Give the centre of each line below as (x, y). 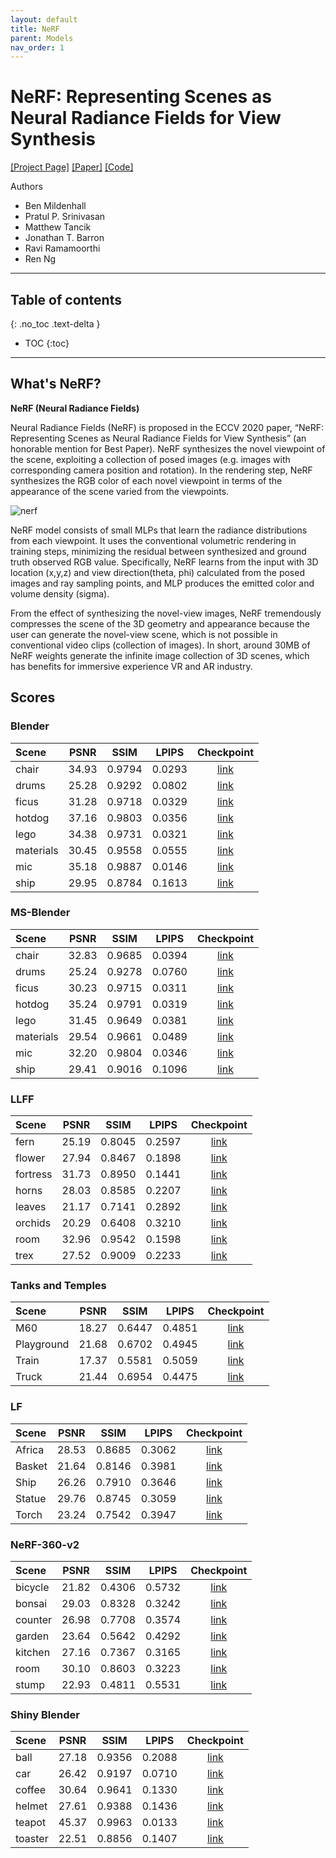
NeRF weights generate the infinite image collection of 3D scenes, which (160, 655)
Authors (26, 187)
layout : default (44, 19)
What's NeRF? (56, 384)
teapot (31, 1823)
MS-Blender (40, 913)
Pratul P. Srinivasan (65, 217)
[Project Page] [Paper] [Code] (72, 167)
